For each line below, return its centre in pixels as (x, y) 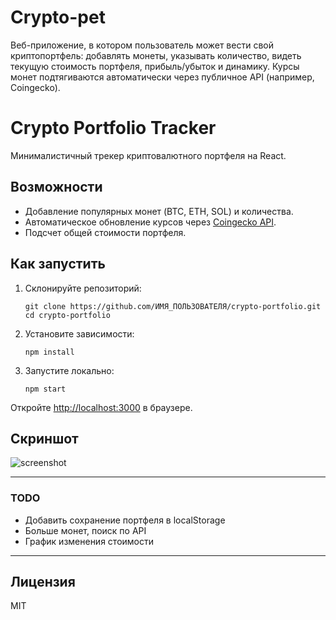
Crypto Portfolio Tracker (113, 128)
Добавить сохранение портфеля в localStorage (125, 520)
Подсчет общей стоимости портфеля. (105, 232)
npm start (45, 389)
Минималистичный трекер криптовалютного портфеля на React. (148, 155)
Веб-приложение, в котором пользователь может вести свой (142, 45)
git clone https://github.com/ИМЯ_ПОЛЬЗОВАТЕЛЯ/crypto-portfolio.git (173, 306)
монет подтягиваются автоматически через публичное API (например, (162, 77)
